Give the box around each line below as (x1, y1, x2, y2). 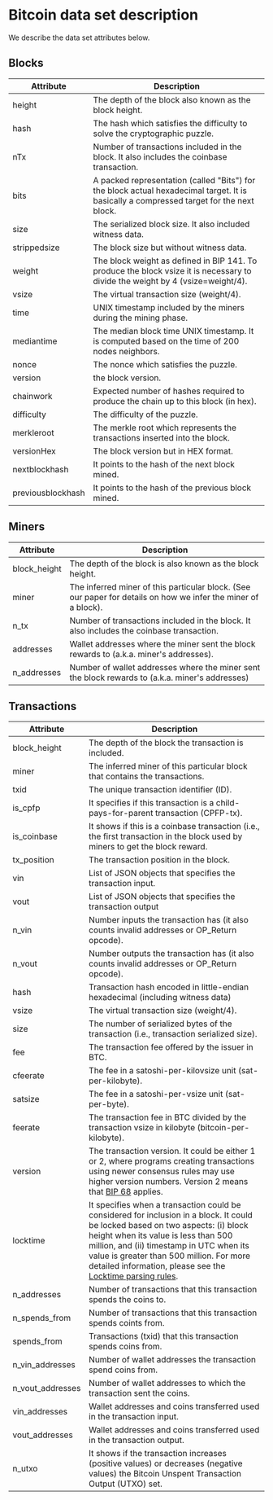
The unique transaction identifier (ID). (89, 784, 232, 796)
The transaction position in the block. (89, 854, 230, 866)
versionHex (12, 445, 56, 457)
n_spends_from (12, 1313, 71, 1324)
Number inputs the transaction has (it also (89, 914, 249, 926)
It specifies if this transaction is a (89, 797, 214, 809)
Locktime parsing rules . (89, 1270, 179, 1282)
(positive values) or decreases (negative (89, 1458, 243, 1469)
